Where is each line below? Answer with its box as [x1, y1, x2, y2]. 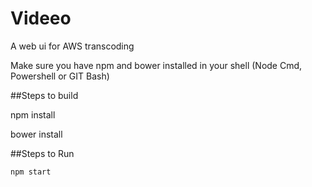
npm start [10, 167, 52, 177]
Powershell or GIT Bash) [10, 70, 110, 82]
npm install [10, 108, 56, 121]
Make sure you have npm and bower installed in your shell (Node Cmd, [10, 59, 303, 71]
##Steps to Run [10, 147, 75, 159]
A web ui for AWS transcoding [10, 40, 135, 52]
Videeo [10, 7, 72, 30]
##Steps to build [10, 89, 79, 101]
